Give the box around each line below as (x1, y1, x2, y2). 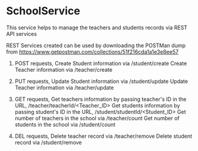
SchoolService (6, 4, 80, 18)
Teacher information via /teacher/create (14, 66, 113, 73)
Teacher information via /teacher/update (14, 84, 114, 91)
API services (6, 30, 37, 37)
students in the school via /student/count (14, 121, 116, 128)
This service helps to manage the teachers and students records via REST (6, 24, 188, 31)
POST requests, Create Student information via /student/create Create (14, 60, 187, 67)
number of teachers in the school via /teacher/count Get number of (14, 115, 180, 122)
